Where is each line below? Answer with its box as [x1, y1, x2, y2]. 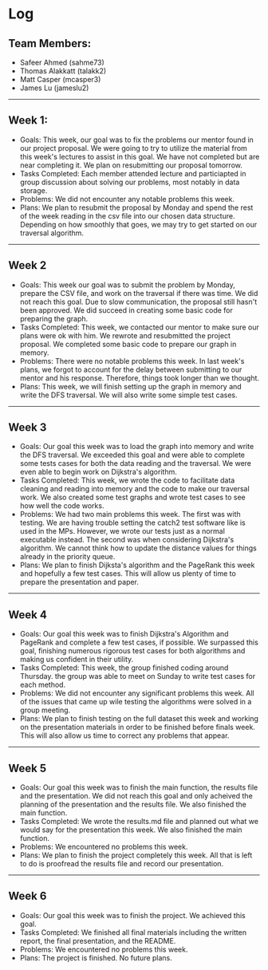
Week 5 [8, 761, 46, 775]
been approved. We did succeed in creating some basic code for [19, 305, 234, 315]
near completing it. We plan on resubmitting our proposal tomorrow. [19, 160, 243, 170]
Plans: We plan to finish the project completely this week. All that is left [19, 850, 253, 860]
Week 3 [8, 420, 47, 435]
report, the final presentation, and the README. [19, 936, 176, 945]
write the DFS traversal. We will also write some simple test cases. [19, 390, 238, 400]
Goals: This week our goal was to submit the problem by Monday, [19, 280, 235, 290]
